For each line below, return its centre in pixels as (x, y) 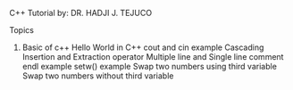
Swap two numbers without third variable (98, 76)
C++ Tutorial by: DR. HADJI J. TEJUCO (81, 13)
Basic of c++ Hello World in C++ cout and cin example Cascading (143, 47)
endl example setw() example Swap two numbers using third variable (149, 66)
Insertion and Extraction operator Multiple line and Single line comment (153, 57)
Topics (21, 30)
